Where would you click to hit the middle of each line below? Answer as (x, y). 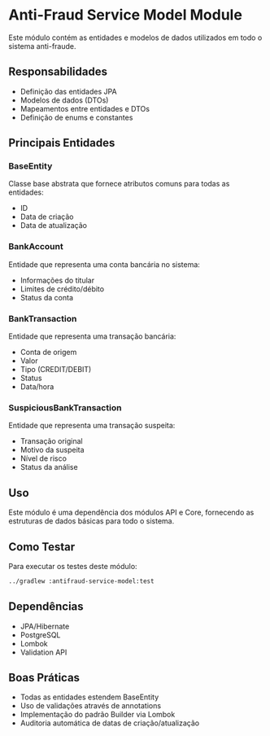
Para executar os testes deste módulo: (73, 566)
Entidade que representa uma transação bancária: (92, 336)
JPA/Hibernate (45, 626)
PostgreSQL (40, 635)
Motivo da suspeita (52, 450)
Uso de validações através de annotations (90, 706)
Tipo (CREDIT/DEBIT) (56, 370)
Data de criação (47, 217)
